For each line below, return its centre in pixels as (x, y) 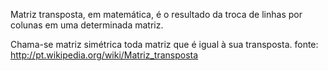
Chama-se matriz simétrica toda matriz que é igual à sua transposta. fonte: (164, 44)
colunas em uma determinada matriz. (87, 25)
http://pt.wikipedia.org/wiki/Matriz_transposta (104, 55)
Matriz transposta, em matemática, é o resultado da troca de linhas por (156, 14)
